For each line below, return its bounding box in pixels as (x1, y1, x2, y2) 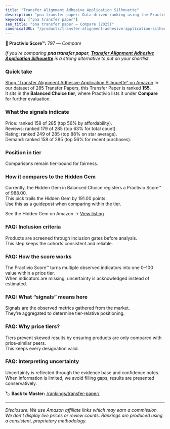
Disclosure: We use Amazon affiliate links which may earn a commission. (5, 407, 158, 413)
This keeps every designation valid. (5, 345, 79, 351)
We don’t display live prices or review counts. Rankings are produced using (5, 412, 163, 418)
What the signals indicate (5, 109, 69, 116)
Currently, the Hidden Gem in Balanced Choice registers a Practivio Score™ (5, 185, 161, 191)
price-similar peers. (5, 340, 47, 346)
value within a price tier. (5, 270, 55, 276)
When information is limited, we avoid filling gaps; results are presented (5, 375, 154, 381)
